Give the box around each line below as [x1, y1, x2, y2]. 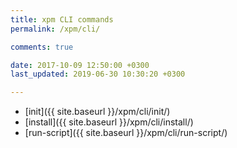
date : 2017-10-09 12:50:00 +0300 [10, 60, 150, 70]
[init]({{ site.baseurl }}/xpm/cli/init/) [24, 106, 171, 118]
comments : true [10, 42, 74, 52]
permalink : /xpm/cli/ [10, 24, 101, 34]
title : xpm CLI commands [10, 14, 114, 25]
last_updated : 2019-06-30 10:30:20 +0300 [10, 69, 186, 80]
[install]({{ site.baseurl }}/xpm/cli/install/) [24, 116, 194, 128]
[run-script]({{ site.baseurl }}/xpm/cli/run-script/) [24, 127, 228, 139]
